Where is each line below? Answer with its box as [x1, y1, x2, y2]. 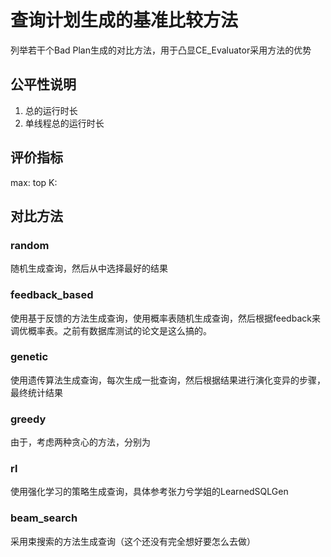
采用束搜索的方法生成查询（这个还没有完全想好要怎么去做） [10, 535, 256, 547]
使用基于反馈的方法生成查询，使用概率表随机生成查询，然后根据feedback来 [10, 312, 321, 324]
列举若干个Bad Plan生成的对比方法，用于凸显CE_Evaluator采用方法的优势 [10, 44, 312, 56]
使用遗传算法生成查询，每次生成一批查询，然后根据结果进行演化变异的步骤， [10, 374, 326, 386]
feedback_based [10, 288, 94, 302]
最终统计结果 [10, 386, 63, 398]
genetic [10, 350, 49, 364]
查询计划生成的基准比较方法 [10, 9, 239, 32]
